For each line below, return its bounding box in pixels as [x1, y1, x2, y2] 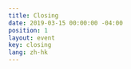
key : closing [8, 41, 52, 49]
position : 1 [8, 26, 48, 34]
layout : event [8, 33, 56, 42]
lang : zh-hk [8, 48, 48, 56]
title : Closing [8, 11, 59, 20]
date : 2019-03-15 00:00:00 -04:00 [8, 19, 124, 27]
